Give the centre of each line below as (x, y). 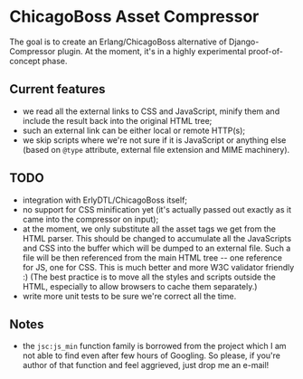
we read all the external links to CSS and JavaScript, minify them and (151, 111)
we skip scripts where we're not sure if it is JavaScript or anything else (154, 140)
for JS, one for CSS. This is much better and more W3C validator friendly (158, 267)
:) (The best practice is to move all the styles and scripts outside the (149, 277)
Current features (57, 89)
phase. (55, 61)
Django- (244, 42)
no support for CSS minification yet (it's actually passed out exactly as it (157, 209)
